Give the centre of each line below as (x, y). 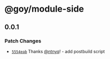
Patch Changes (23, 41)
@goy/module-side (44, 9)
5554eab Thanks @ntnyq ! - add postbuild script (58, 51)
